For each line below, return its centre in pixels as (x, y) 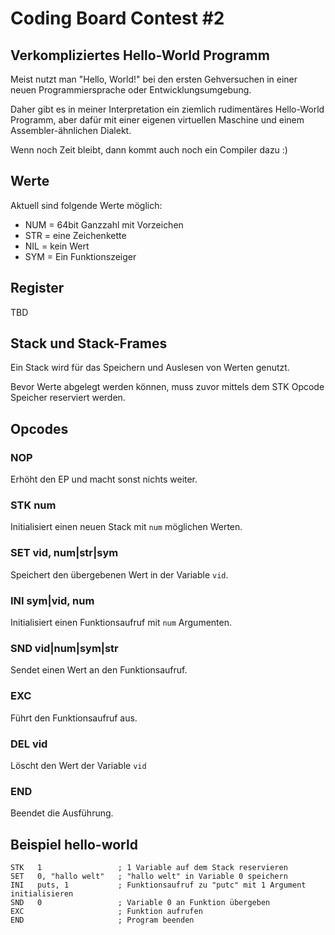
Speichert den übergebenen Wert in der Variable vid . (119, 574)
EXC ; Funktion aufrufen (106, 912)
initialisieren (42, 894)
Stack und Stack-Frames (89, 343)
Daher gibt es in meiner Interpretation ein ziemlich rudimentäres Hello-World (167, 109)
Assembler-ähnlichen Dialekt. (71, 130)
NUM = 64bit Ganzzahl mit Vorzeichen (104, 224)
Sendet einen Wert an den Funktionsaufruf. (99, 670)
